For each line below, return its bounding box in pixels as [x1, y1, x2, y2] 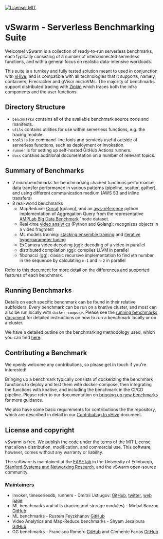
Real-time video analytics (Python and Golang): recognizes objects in [19, 221, 158, 227]
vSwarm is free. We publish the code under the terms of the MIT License [5, 439, 151, 445]
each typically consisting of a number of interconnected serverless [5, 53, 140, 59]
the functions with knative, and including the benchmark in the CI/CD [5, 387, 144, 393]
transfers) [12, 195, 32, 201]
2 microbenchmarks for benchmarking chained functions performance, [12, 179, 155, 185]
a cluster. [5, 320, 23, 326]
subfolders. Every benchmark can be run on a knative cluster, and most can [5, 304, 157, 310]
